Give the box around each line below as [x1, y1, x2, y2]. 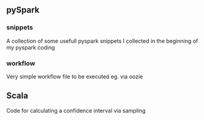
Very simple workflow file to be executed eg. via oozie [6, 73, 143, 80]
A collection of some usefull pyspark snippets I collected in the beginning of [6, 37, 198, 45]
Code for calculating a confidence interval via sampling [6, 107, 146, 114]
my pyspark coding [6, 43, 55, 51]
